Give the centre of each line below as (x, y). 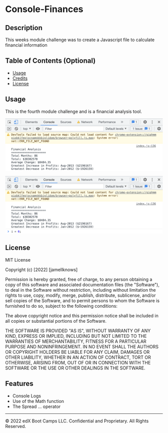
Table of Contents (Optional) (50, 61)
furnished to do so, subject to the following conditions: (61, 306)
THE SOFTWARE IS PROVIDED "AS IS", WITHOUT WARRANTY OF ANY (78, 331)
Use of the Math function (38, 401)
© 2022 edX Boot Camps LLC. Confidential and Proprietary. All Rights (77, 421)
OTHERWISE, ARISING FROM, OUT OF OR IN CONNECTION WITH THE (78, 362)
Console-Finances (44, 9)
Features (19, 384)
